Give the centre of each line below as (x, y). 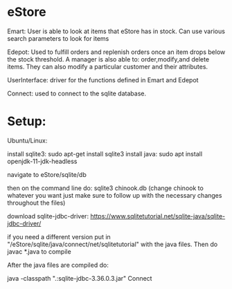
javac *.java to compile (39, 251)
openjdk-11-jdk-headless (42, 161)
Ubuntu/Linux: (27, 140)
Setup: (27, 121)
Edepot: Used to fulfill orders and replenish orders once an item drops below (116, 52)
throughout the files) (36, 203)
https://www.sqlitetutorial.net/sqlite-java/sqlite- (158, 216)
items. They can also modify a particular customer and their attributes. (108, 66)
